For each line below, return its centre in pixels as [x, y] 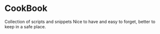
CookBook [26, 8]
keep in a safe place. [25, 26]
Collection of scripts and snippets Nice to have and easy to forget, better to [80, 22]
